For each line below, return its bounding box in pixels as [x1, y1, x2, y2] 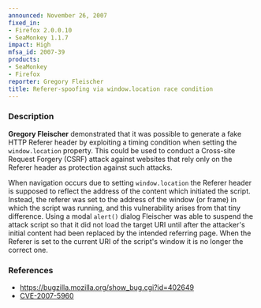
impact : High [8, 41, 51, 49]
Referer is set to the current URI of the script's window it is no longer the [8, 236, 244, 246]
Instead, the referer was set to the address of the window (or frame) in [8, 194, 237, 204]
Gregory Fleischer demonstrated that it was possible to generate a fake [8, 129, 242, 138]
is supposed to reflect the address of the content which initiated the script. [8, 186, 251, 196]
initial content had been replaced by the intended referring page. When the [8, 228, 252, 238]
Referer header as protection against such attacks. [8, 163, 173, 172]
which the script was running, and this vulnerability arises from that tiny [8, 203, 240, 212]
